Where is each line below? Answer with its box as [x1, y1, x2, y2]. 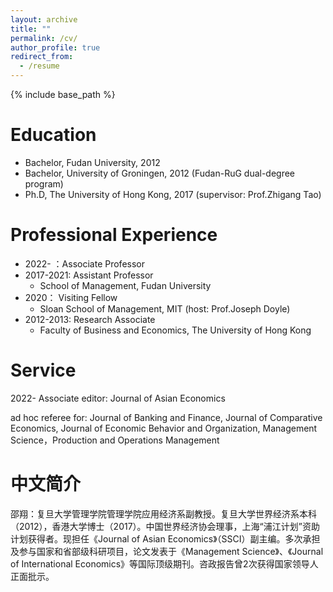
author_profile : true [10, 42, 101, 53]
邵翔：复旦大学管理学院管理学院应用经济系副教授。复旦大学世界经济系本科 [10, 507, 317, 520]
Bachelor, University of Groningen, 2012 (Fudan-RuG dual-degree [24, 167, 296, 179]
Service [10, 359, 77, 382]
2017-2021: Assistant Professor [24, 269, 154, 281]
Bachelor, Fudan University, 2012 [24, 156, 161, 168]
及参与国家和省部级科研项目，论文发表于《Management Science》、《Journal [10, 545, 324, 557]
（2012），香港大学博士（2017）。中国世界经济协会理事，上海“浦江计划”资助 [10, 520, 320, 532]
